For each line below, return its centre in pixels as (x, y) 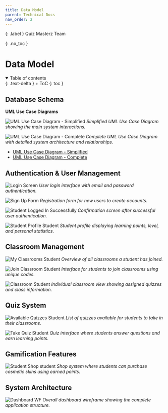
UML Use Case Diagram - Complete (50, 157)
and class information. (29, 289)
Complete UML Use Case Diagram (122, 137)
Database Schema (35, 99)
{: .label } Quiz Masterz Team (36, 34)
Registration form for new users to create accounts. (94, 200)
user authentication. (26, 215)
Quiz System (26, 305)
